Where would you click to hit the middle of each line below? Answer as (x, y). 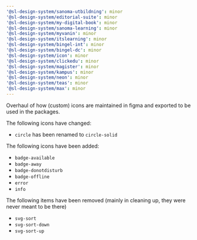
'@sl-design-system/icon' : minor (47, 56)
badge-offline (32, 177)
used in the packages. (33, 111)
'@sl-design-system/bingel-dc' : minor (54, 50)
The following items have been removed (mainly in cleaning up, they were (96, 200)
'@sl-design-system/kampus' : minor (50, 72)
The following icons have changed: (49, 123)
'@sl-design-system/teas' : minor (47, 83)
